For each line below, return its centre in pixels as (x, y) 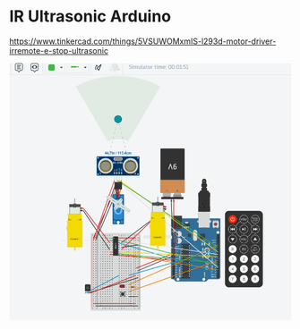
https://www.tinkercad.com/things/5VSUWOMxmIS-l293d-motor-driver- (143, 41)
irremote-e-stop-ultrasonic (59, 50)
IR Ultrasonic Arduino (90, 17)
